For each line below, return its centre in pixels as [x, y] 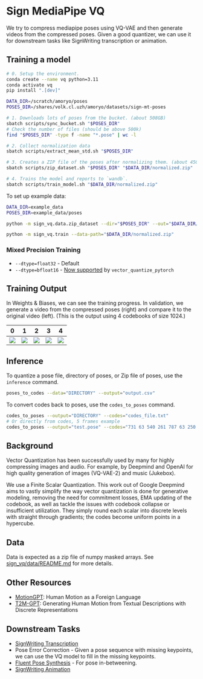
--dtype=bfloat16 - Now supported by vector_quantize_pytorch [94, 270]
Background [30, 446]
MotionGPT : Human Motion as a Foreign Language [78, 597]
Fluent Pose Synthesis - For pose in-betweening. [76, 663]
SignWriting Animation [43, 669]
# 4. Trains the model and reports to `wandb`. [67, 179]
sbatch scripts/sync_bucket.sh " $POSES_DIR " [63, 123]
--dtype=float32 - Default [47, 263]
